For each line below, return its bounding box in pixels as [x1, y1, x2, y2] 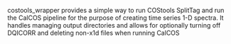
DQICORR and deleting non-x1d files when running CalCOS [7, 28, 180, 37]
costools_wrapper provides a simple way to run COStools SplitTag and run [7, 6, 225, 14]
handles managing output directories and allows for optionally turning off [7, 21, 221, 29]
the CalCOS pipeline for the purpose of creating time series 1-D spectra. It [7, 13, 224, 22]
